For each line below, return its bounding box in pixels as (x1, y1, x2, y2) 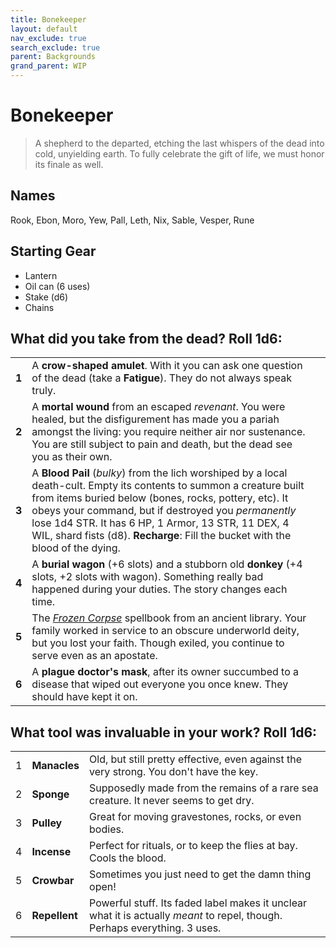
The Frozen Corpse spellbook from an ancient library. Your (31, 611, 307, 625)
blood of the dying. (31, 541, 121, 555)
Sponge (31, 787, 70, 801)
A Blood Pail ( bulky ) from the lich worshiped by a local (31, 466, 288, 480)
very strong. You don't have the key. (89, 765, 259, 779)
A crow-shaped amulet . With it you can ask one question (31, 359, 303, 373)
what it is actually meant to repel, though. (89, 909, 283, 923)
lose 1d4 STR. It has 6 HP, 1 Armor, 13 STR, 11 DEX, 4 (31, 516, 290, 530)
